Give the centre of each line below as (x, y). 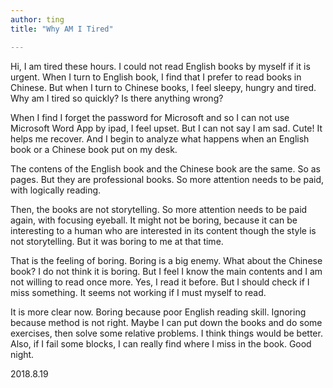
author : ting (37, 19)
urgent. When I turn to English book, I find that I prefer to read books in (156, 77)
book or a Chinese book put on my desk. (94, 149)
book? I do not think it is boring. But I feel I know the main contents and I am (166, 271)
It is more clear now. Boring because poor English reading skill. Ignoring (158, 312)
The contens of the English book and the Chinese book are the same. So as (165, 168)
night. (22, 354)
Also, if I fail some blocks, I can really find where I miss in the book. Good (161, 343)
